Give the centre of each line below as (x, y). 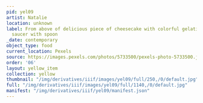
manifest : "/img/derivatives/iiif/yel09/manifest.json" (78, 91)
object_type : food (29, 46)
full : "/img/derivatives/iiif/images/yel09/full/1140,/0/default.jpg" (97, 85)
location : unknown (29, 23)
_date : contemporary (32, 40)
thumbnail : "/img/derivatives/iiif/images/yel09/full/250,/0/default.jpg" (102, 79)
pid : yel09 (20, 12)
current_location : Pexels (39, 51)
